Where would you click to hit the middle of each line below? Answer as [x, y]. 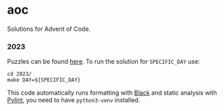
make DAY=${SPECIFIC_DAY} [44, 80]
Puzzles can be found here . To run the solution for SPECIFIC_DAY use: [103, 62]
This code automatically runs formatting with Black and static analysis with [112, 93]
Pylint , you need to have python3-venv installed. [74, 100]
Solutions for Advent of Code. [49, 29]
